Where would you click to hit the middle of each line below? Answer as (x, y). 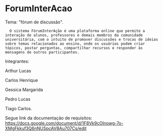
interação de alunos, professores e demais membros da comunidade (74, 35)
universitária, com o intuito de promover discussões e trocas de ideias (82, 39)
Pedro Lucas (18, 99)
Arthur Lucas (18, 71)
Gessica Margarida (24, 89)
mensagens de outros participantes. (42, 52)
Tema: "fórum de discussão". (34, 22)
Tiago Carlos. (19, 108)
